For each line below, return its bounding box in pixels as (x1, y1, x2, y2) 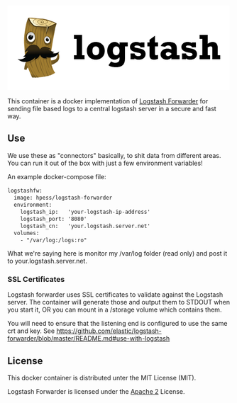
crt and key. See (7, 327, 55, 335)
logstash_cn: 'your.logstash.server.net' (20, 222, 151, 229)
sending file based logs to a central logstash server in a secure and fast (7, 105, 216, 113)
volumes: (13, 229, 40, 237)
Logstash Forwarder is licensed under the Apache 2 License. (7, 387, 186, 395)
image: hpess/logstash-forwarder (13, 194, 113, 201)
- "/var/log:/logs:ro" (20, 237, 87, 244)
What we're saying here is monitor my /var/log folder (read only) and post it (7, 249, 228, 257)
